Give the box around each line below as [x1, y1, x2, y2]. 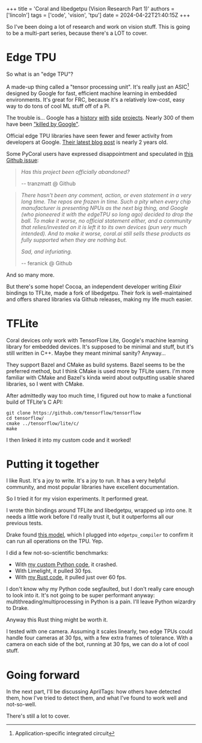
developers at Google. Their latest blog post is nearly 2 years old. [6, 138, 168, 146]
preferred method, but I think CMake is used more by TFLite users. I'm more [6, 367, 195, 375]
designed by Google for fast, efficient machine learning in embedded [6, 90, 177, 97]
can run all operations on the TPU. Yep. [6, 538, 103, 545]
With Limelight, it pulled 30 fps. [14, 567, 93, 575]
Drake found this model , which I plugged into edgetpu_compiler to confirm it [6, 531, 194, 538]
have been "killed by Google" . [6, 120, 80, 128]
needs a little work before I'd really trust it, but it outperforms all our [6, 513, 174, 520]
